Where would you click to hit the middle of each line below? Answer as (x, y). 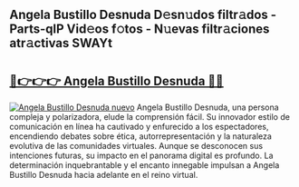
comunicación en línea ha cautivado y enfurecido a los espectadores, (139, 127)
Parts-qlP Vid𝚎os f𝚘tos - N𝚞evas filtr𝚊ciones (140, 30)
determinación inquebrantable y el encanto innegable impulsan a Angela (145, 165)
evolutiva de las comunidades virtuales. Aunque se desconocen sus (136, 146)
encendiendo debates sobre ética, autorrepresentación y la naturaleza (140, 136)
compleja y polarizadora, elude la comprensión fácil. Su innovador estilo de (149, 117)
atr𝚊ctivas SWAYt (61, 43)
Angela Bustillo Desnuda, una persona (207, 107)
